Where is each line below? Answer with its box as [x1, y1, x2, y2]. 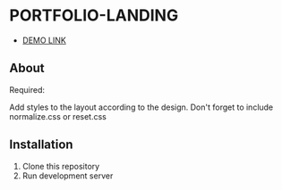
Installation [9, 137, 73, 153]
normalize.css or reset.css [9, 111, 107, 121]
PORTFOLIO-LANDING [9, 5, 179, 26]
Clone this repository [21, 161, 100, 171]
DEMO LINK [21, 35, 67, 45]
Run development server [21, 170, 114, 181]
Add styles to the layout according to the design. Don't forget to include [9, 102, 274, 112]
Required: [9, 84, 46, 95]
